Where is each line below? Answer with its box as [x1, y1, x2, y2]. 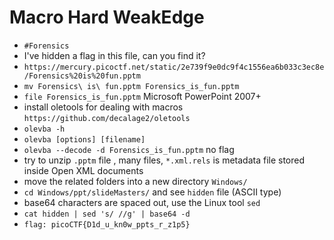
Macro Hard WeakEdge [9, 6, 205, 29]
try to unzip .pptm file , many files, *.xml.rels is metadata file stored [23, 154, 306, 166]
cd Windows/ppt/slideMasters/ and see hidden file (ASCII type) [23, 186, 282, 198]
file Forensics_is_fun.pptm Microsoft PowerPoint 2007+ [23, 90, 262, 102]
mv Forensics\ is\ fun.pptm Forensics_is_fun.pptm [23, 81, 240, 91]
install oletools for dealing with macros [23, 101, 184, 113]
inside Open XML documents [23, 164, 144, 176]
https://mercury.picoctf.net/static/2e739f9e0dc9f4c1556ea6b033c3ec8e [23, 62, 325, 72]
